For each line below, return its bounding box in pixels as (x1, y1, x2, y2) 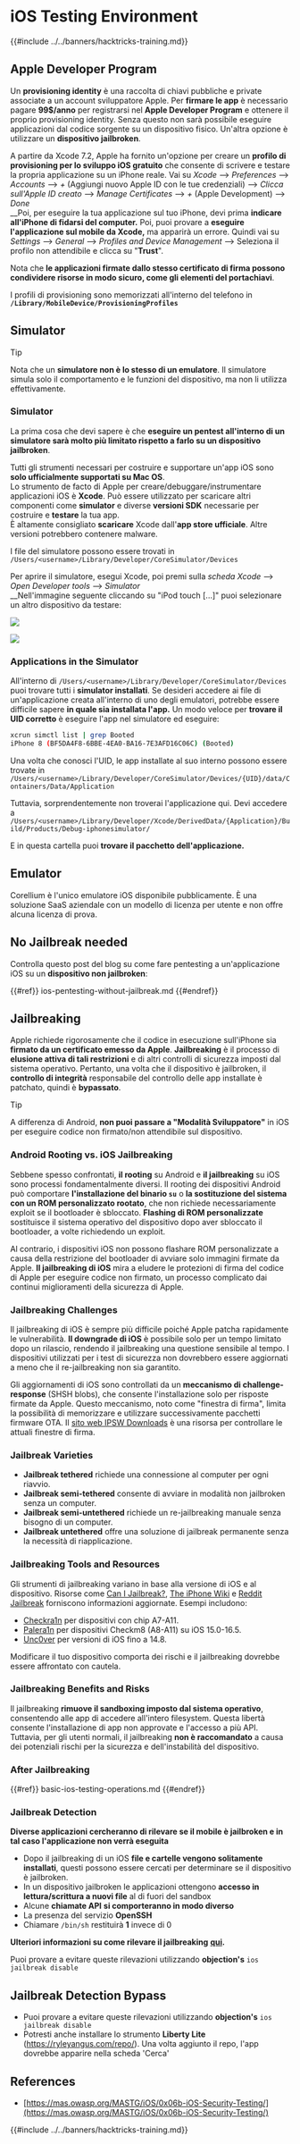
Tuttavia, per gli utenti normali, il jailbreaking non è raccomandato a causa (10, 1731, 284, 1742)
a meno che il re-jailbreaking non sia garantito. (10, 1361, 181, 1373)
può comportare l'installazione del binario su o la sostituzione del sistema (10, 1188, 287, 1198)
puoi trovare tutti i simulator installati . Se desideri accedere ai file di (10, 685, 262, 696)
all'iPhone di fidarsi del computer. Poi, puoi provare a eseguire (10, 216, 245, 227)
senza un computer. (22, 1498, 97, 1509)
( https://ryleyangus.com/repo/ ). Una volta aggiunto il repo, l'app (22, 2039, 260, 2049)
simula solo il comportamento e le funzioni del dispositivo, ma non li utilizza (10, 374, 287, 384)
